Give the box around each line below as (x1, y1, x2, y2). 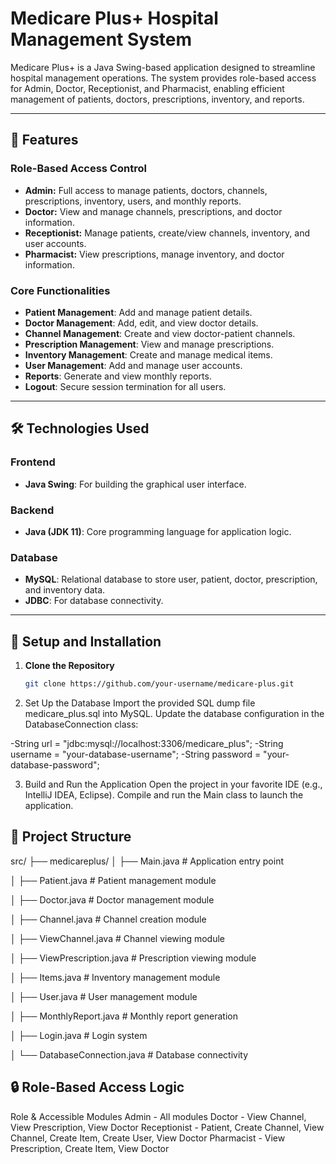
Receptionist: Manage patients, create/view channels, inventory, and (24, 227, 311, 239)
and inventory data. (24, 584, 106, 596)
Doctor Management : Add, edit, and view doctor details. (24, 317, 259, 329)
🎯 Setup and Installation (10, 633, 162, 650)
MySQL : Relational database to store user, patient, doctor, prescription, (24, 573, 318, 586)
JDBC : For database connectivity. (24, 595, 164, 607)
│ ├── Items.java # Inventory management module (10, 971, 221, 983)
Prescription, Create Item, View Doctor (10, 1142, 170, 1154)
